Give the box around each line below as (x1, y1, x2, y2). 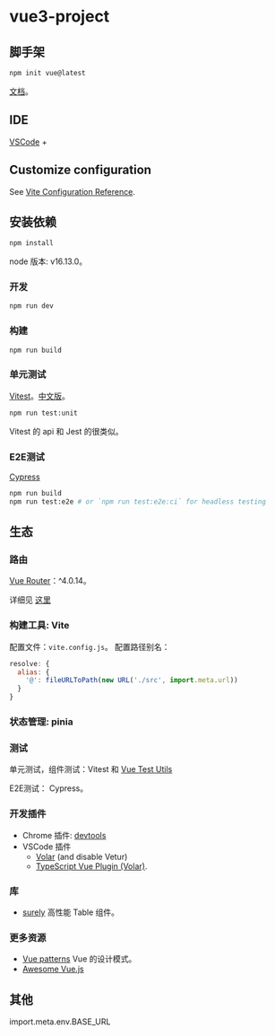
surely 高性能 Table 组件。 (21, 907, 119, 917)
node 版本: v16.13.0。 (9, 256, 88, 267)
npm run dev (9, 302, 54, 311)
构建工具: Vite (9, 619, 70, 632)
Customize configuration (9, 162, 152, 178)
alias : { (17, 667, 50, 677)
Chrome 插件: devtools (21, 830, 107, 840)
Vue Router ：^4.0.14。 (9, 575, 91, 586)
